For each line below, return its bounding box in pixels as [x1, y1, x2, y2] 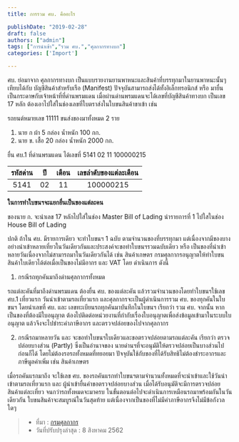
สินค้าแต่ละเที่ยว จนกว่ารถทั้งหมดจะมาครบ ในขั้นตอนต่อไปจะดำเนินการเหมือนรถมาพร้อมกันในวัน [7, 388, 233, 396]
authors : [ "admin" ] [7, 36, 66, 43]
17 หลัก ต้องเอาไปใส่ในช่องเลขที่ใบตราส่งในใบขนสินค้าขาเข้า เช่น [7, 100, 158, 108]
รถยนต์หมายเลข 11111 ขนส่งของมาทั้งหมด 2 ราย [7, 114, 120, 122]
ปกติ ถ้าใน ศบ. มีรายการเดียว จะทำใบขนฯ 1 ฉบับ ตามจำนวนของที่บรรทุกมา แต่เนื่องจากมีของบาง [7, 235, 230, 242]
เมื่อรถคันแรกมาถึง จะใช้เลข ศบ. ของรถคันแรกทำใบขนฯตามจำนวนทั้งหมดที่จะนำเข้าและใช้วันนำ [7, 371, 228, 380]
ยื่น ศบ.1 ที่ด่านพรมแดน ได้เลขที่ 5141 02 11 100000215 [7, 150, 146, 159]
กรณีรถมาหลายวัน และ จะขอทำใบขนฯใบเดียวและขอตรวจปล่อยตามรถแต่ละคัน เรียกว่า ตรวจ [17, 333, 230, 341]
